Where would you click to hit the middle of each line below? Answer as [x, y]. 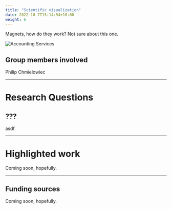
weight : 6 [16, 19]
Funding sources [33, 189]
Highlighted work [43, 154]
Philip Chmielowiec [25, 72]
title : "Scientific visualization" [43, 10]
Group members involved [47, 60]
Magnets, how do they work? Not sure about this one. [62, 34]
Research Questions [49, 98]
